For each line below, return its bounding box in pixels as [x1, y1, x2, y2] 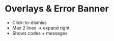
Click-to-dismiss [12, 19, 47, 25]
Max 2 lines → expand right [12, 24, 70, 30]
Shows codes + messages [12, 30, 68, 36]
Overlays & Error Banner [5, 3, 109, 14]
